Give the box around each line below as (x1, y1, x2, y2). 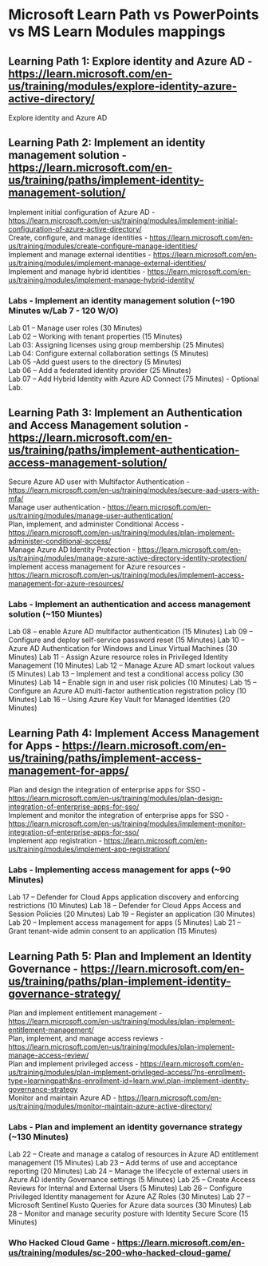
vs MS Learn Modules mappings (8, 22, 226, 41)
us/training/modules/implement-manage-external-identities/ (8, 258, 207, 268)
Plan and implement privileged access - (8, 1059, 139, 1069)
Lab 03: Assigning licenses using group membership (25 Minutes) (8, 340, 225, 350)
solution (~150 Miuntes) (8, 609, 103, 620)
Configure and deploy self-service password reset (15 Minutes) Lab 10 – (8, 635, 245, 645)
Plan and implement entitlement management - (8, 1008, 163, 1018)
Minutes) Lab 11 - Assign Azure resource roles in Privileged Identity (8, 653, 229, 662)
